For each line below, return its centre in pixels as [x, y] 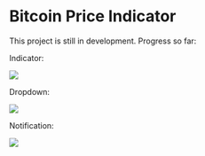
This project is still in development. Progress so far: [103, 41]
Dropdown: [30, 91]
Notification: [32, 125]
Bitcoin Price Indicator [93, 16]
